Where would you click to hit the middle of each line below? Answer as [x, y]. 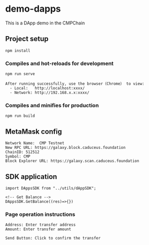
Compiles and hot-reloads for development [60, 63]
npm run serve [20, 74]
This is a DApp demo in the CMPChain [45, 23]
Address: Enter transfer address [41, 225]
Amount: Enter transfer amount [38, 229]
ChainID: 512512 [22, 152]
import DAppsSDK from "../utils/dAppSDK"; [51, 188]
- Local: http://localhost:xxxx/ [47, 88]
